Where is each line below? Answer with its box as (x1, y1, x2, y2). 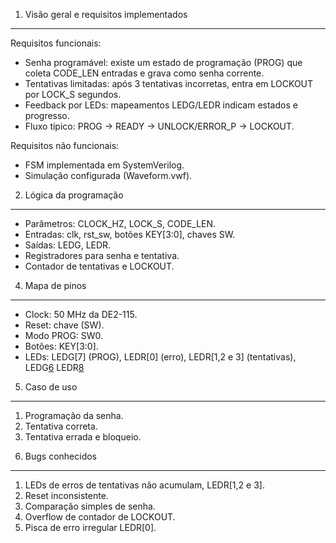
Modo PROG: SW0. (24, 330, 104, 341)
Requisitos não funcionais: (10, 140, 120, 151)
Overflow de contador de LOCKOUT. (24, 511, 176, 523)
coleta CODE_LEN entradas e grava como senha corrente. (24, 67, 265, 79)
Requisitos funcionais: (10, 37, 102, 49)
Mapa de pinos (24, 280, 87, 291)
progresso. (24, 110, 70, 121)
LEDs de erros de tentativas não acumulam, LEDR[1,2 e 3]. (24, 479, 265, 491)
